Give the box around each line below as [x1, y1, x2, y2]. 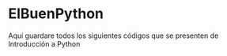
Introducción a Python [8, 39, 81, 48]
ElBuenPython [8, 5, 104, 23]
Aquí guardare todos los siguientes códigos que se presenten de [8, 31, 219, 40]
